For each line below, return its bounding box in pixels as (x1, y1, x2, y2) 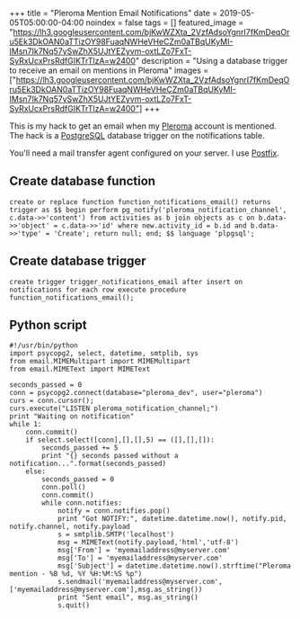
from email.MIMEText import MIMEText (9, 364, 151, 374)
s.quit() (57, 601, 91, 610)
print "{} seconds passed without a (41, 452, 179, 461)
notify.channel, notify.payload (9, 522, 130, 532)
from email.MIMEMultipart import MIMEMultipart (9, 357, 191, 366)
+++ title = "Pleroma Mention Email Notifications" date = (9, 8, 218, 18)
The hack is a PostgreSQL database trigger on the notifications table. (9, 130, 265, 140)
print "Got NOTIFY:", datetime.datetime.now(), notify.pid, (57, 515, 287, 524)
